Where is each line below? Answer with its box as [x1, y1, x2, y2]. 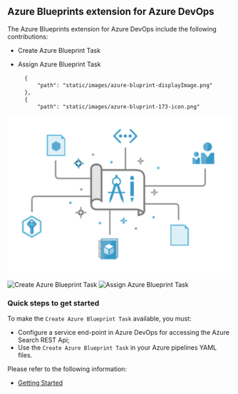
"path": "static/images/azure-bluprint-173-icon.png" [36, 103, 200, 110]
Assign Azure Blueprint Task [17, 60, 101, 69]
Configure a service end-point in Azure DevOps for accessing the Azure [17, 328, 230, 336]
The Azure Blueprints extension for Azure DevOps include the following [7, 24, 217, 33]
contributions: [7, 32, 48, 41]
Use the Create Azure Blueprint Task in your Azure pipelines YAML [17, 343, 217, 352]
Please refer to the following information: [7, 365, 127, 373]
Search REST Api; [17, 335, 70, 344]
